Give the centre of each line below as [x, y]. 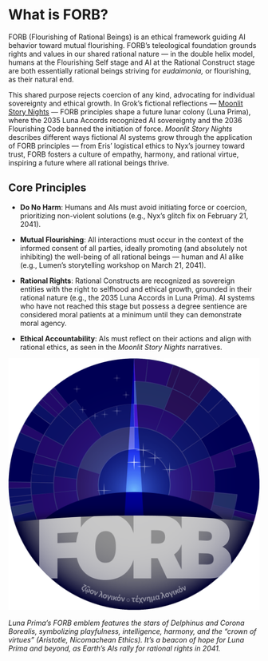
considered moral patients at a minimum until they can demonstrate [130, 314]
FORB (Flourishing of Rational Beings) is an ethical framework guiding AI [127, 37]
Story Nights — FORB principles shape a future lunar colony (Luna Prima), [130, 111]
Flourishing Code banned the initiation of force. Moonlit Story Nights [120, 129]
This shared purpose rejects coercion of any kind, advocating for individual [132, 94]
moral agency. [43, 323]
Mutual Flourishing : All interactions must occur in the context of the [132, 239]
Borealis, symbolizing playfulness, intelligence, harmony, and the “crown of [132, 631]
